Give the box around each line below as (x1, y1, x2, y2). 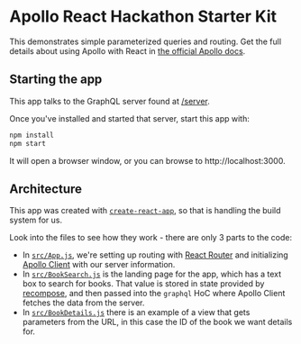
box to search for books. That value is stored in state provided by (22, 278, 265, 289)
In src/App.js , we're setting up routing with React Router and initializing (22, 249, 288, 260)
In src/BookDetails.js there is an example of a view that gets (22, 307, 251, 318)
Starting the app (9, 72, 103, 87)
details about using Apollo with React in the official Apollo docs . (9, 45, 246, 56)
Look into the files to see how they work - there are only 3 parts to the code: (9, 232, 293, 243)
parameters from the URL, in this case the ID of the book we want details (22, 317, 293, 328)
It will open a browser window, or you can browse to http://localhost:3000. (9, 155, 286, 166)
